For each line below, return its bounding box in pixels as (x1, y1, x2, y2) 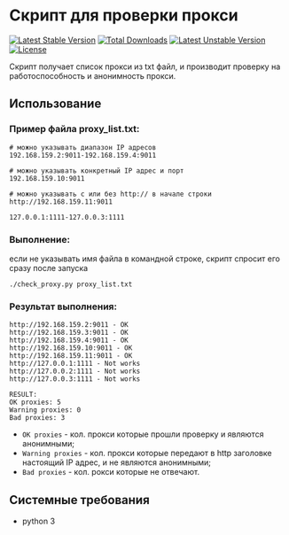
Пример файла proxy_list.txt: (9, 123, 140, 136)
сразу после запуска (9, 262, 89, 273)
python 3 (21, 516, 56, 527)
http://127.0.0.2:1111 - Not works (9, 367, 141, 376)
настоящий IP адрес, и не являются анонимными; (21, 457, 211, 468)
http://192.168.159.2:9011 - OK (9, 321, 129, 330)
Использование (9, 97, 102, 112)
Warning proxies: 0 (9, 406, 82, 415)
